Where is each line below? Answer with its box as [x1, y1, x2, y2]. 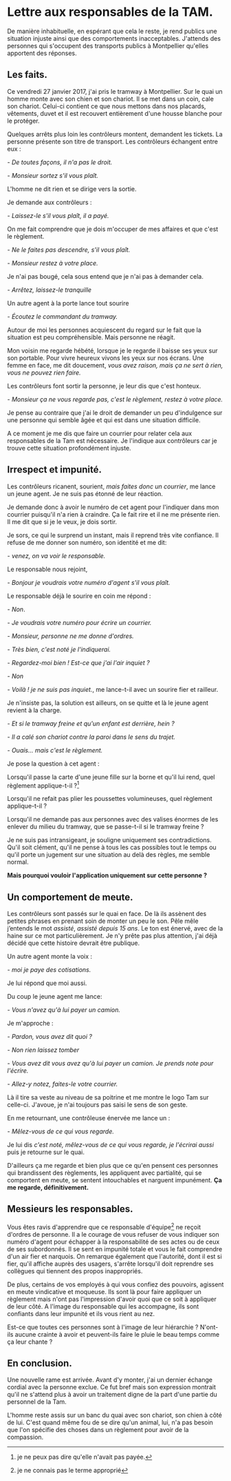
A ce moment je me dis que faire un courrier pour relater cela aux [7, 429, 192, 437]
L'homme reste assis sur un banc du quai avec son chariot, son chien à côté [7, 1411, 222, 1420]
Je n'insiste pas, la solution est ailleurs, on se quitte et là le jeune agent [7, 698, 208, 707]
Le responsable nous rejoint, [7, 565, 88, 573]
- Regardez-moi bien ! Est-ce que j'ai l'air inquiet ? [7, 658, 150, 666]
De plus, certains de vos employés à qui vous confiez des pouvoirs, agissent [7, 1280, 224, 1289]
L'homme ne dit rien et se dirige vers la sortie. [7, 184, 137, 193]
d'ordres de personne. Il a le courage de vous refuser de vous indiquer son [7, 1230, 219, 1238]
